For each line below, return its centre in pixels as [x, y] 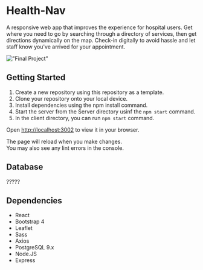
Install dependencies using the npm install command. [81, 105]
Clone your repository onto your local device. [71, 98]
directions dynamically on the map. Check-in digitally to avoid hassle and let [101, 40]
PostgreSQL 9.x [34, 248]
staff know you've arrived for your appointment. [66, 47]
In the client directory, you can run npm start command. [85, 118]
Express [25, 260]
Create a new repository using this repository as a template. [89, 92]
